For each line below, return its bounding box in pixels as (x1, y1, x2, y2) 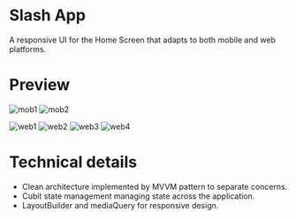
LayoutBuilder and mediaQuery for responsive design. (21, 200, 219, 210)
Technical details (9, 152, 138, 172)
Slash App (9, 5, 87, 26)
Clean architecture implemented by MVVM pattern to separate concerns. (21, 181, 288, 192)
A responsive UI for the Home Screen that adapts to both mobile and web (9, 34, 277, 45)
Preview (9, 75, 71, 95)
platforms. (9, 43, 47, 54)
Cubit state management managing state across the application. (21, 191, 255, 201)
